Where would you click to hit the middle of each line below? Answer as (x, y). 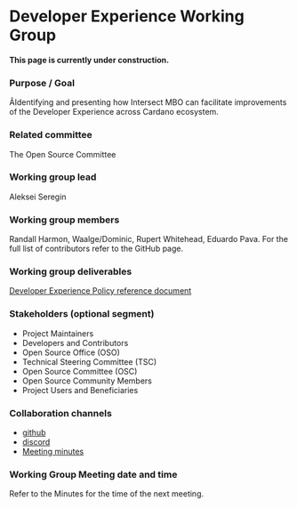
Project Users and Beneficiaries (80, 390)
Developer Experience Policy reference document (100, 291)
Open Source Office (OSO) (71, 352)
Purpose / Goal (42, 83)
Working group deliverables (71, 271)
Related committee (51, 135)
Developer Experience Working (127, 16)
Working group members (64, 220)
